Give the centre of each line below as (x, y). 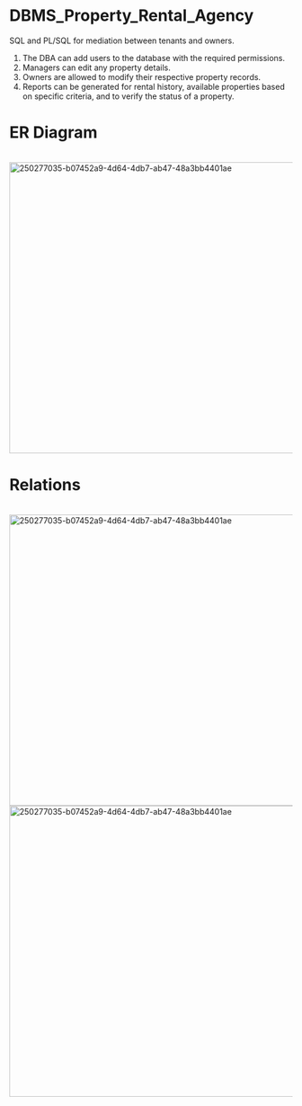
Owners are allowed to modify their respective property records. (142, 76)
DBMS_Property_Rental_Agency (132, 16)
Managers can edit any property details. (96, 67)
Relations (45, 485)
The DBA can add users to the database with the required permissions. (154, 58)
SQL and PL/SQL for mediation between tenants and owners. (122, 40)
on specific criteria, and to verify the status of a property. (129, 96)
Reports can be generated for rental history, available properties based (153, 86)
